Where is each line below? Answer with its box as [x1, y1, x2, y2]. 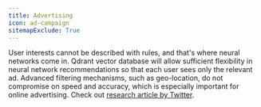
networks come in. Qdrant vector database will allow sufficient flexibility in [8, 56, 253, 66]
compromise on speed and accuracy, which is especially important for [8, 82, 239, 91]
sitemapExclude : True [8, 26, 81, 34]
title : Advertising [8, 11, 73, 20]
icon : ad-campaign [8, 19, 69, 27]
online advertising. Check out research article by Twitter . [8, 90, 195, 100]
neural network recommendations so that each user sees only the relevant [8, 65, 253, 75]
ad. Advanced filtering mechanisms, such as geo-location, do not [8, 73, 223, 83]
